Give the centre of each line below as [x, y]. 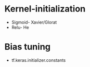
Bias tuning [28, 47]
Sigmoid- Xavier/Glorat [34, 22]
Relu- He [20, 27]
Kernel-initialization [45, 9]
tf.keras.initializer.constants [39, 60]
